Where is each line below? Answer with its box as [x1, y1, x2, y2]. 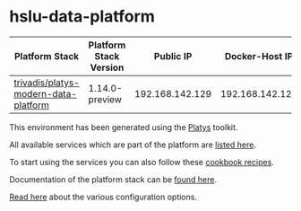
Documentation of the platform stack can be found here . [9, 173, 218, 185]
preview [88, 92, 123, 105]
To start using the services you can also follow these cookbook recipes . [9, 156, 275, 167]
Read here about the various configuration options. [9, 191, 197, 202]
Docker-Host [224, 49, 283, 62]
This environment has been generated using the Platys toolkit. [9, 121, 238, 132]
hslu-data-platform [9, 6, 155, 27]
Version [90, 61, 125, 74]
